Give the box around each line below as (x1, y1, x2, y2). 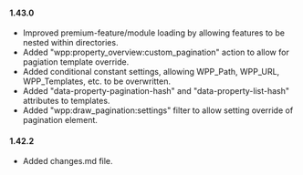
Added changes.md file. (22, 156, 113, 167)
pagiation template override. (22, 57, 130, 67)
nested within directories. (22, 37, 119, 48)
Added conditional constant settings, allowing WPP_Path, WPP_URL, (22, 67, 280, 77)
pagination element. (22, 115, 99, 126)
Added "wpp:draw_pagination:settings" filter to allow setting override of (22, 105, 294, 116)
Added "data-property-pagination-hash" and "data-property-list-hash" (22, 86, 290, 97)
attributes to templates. (22, 96, 110, 107)
